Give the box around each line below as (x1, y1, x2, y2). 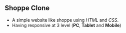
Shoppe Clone (4, 4, 50, 12)
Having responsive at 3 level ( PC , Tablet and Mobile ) (11, 22, 121, 28)
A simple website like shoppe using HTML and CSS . (11, 17, 119, 23)
